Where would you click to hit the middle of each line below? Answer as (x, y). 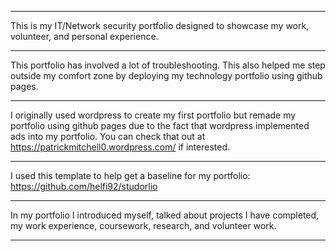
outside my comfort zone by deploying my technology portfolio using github (166, 75)
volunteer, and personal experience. (84, 36)
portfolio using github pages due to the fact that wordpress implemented (160, 125)
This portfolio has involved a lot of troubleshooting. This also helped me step (168, 65)
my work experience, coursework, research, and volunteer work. (143, 225)
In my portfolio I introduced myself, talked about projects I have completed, (165, 215)
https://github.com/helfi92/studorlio (84, 186)
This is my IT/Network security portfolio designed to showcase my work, (160, 25)
